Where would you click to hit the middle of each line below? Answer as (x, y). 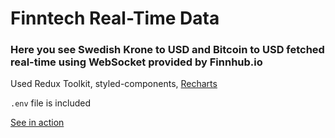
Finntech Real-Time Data (115, 18)
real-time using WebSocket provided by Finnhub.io (136, 62)
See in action (37, 123)
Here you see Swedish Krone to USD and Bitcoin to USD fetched (167, 50)
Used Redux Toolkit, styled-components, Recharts (114, 84)
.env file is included (50, 103)
